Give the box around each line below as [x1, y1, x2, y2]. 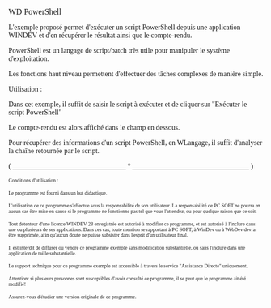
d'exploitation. [8, 54, 49, 63]
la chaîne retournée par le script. [8, 147, 100, 155]
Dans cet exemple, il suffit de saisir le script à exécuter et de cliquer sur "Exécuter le [8, 101, 248, 109]
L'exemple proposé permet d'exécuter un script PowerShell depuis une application [8, 24, 241, 32]
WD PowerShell [8, 7, 62, 16]
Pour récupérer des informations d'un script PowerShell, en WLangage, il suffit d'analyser [8, 139, 263, 147]
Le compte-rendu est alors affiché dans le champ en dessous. [8, 123, 180, 132]
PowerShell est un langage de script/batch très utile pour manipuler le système [8, 46, 231, 55]
